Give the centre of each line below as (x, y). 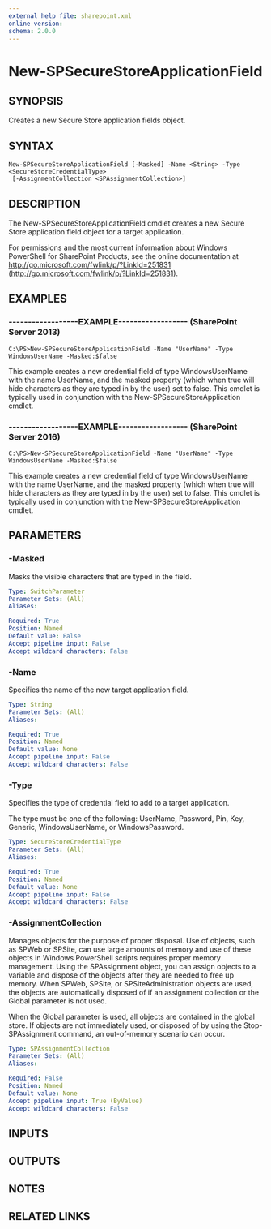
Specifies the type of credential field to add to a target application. (119, 803)
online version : (36, 24)
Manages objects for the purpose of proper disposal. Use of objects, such (132, 940)
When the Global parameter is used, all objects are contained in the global (131, 1016)
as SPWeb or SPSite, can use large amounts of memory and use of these (130, 949)
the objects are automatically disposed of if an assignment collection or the (134, 992)
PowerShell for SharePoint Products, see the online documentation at (123, 256)
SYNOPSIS (36, 101)
